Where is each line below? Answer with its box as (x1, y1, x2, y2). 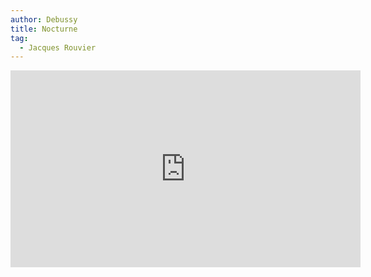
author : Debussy (10, 14, 78, 25)
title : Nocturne (10, 24, 78, 34)
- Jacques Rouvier (19, 42, 97, 53)
